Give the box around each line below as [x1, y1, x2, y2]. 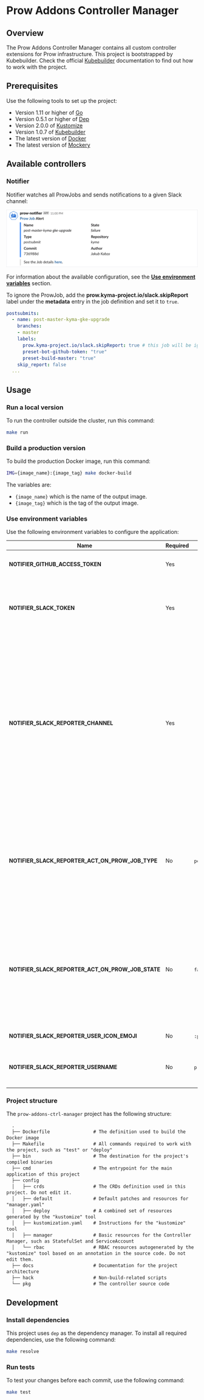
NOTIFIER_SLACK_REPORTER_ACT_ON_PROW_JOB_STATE [8, 966, 161, 973]
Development [6, 1297, 59, 1308]
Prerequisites [6, 81, 58, 91]
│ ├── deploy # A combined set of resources [12, 1208, 172, 1214]
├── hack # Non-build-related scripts [12, 1275, 167, 1281]
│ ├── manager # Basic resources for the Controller [12, 1232, 191, 1238]
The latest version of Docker [15, 134, 87, 142]
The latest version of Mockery [15, 141, 90, 148]
